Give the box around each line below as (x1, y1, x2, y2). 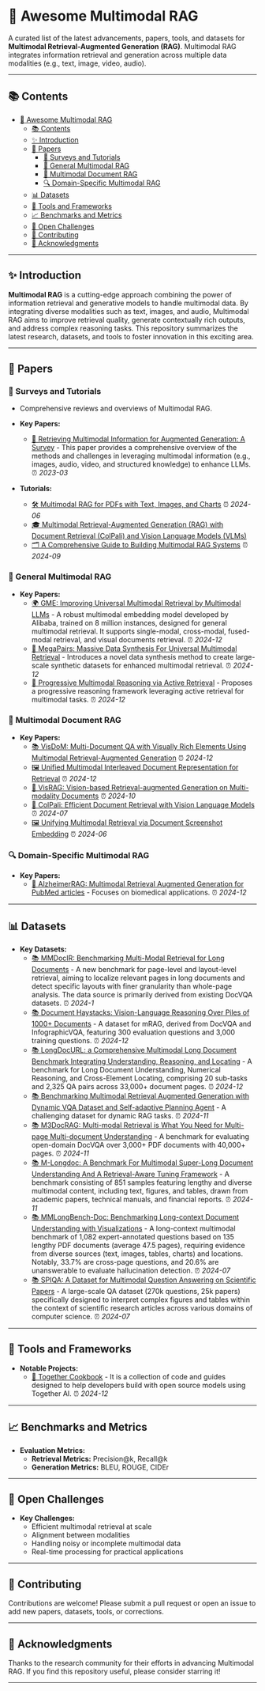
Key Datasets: (19, 944, 67, 954)
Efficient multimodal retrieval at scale (31, 1522, 152, 1531)
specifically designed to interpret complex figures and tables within (31, 1295, 251, 1304)
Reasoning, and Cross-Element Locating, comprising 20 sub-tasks (31, 1073, 248, 1083)
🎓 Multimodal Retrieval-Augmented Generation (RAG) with (31, 520, 224, 529)
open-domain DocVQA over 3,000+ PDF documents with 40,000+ (31, 1140, 246, 1149)
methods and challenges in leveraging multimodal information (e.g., (31, 451, 251, 461)
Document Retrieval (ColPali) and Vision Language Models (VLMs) (31, 532, 247, 541)
